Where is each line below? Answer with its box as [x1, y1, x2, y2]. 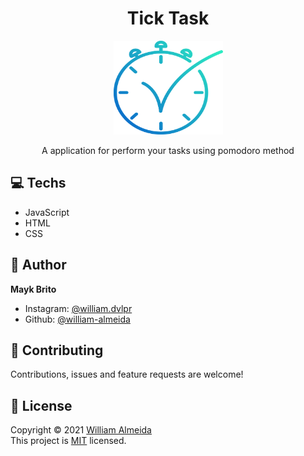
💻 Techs [10, 175, 67, 192]
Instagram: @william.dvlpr [24, 302, 133, 314]
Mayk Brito [10, 283, 57, 295]
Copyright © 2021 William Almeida [10, 424, 152, 436]
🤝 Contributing [10, 342, 104, 359]
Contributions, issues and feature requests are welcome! [10, 368, 244, 381]
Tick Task [126, 7, 210, 30]
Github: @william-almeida [24, 313, 131, 325]
